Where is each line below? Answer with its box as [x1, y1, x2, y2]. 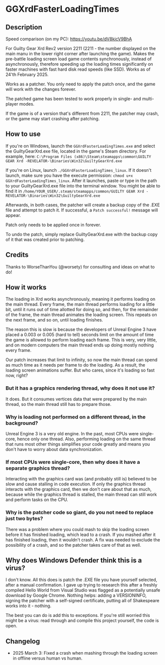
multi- [142, 96, 154, 102]
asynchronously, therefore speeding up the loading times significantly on [5, 61, 154, 67]
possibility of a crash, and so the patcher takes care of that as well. [5, 542, 141, 548]
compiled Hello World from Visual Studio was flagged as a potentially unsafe [5, 587, 161, 593]
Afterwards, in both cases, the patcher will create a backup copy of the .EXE [5, 202, 160, 208]
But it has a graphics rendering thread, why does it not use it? [5, 385, 155, 392]
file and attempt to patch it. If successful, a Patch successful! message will [5, 207, 159, 213]
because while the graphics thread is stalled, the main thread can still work [5, 492, 157, 498]
